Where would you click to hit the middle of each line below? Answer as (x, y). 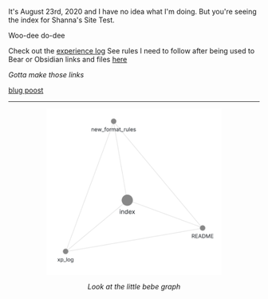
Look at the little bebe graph (134, 287)
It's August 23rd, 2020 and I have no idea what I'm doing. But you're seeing (132, 12)
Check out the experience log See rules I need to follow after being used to (132, 51)
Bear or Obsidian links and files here (68, 59)
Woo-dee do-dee (37, 35)
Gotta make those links (46, 75)
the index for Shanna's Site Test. (62, 20)
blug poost (26, 90)
